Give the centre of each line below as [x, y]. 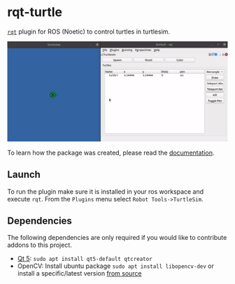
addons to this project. [40, 245]
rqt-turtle [35, 12]
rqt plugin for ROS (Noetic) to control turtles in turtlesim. [88, 31]
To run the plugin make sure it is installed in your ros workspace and [106, 191]
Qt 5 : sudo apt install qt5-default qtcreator [85, 259]
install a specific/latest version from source [79, 274]
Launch [24, 175]
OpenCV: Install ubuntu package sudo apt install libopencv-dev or [116, 266]
